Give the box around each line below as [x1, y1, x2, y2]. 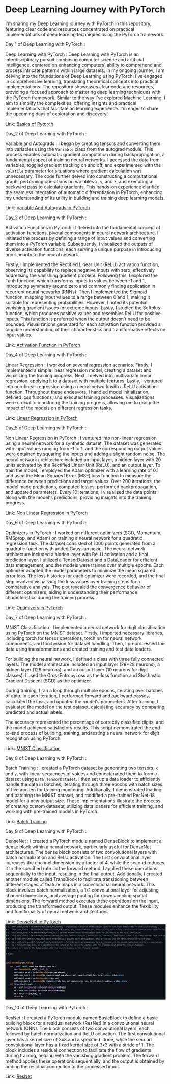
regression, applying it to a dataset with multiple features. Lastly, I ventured [5, 378, 163, 384]
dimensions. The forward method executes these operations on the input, [5, 898, 159, 904]
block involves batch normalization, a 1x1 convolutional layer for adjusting [5, 887, 159, 893]
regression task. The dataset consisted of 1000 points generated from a [5, 540, 156, 546]
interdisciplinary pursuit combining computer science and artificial [5, 56, 144, 62]
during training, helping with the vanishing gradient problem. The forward [5, 1053, 159, 1059]
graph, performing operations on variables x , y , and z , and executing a [5, 178, 153, 184]
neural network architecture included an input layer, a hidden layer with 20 [5, 456, 161, 463]
